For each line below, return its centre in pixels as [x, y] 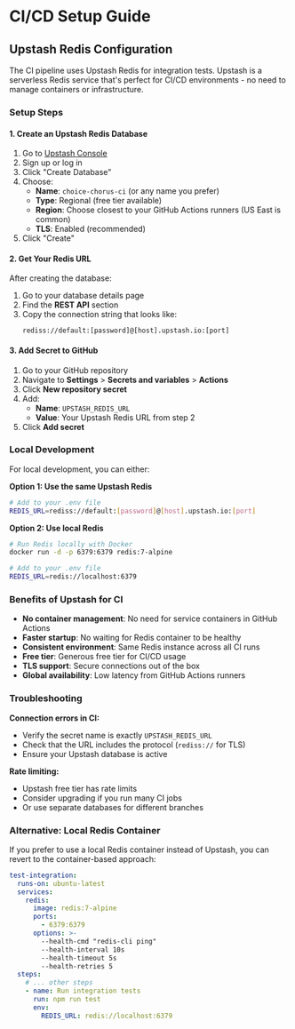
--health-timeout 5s [79, 958]
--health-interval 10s [83, 949]
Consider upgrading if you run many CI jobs [102, 798]
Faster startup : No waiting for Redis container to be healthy [132, 638]
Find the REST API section [70, 305]
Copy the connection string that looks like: [100, 315]
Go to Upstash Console [65, 154]
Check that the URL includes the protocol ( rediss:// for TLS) [134, 745]
